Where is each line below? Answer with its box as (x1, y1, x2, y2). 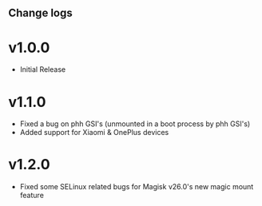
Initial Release (19, 65, 66, 74)
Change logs (8, 6, 73, 20)
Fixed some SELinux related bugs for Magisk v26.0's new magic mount (19, 182, 254, 192)
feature (19, 191, 44, 200)
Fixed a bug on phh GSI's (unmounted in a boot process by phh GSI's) (19, 119, 251, 129)
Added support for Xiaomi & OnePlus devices (19, 128, 169, 137)
